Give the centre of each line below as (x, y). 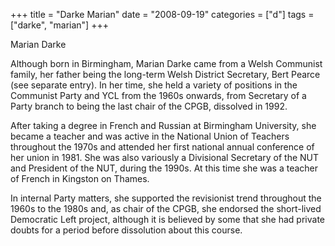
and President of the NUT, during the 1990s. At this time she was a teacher (164, 168)
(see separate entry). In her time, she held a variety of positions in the (154, 85)
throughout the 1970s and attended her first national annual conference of (162, 147)
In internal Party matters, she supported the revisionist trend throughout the (166, 198)
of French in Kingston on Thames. (80, 178)
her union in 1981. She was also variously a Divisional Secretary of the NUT (165, 157)
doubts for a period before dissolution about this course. (126, 230)
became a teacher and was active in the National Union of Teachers (150, 136)
